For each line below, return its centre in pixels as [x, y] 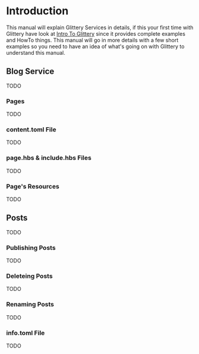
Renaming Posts [30, 305]
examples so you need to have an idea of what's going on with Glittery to [95, 46]
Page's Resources [33, 186]
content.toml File [31, 129]
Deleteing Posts [29, 276]
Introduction [37, 11]
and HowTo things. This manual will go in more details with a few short [92, 40]
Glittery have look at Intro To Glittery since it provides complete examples [96, 33]
